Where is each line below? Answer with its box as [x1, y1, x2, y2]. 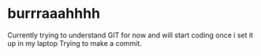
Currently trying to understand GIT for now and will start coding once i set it [7, 30, 254, 40]
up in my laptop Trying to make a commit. [7, 38, 143, 47]
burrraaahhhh [7, 5, 100, 23]
